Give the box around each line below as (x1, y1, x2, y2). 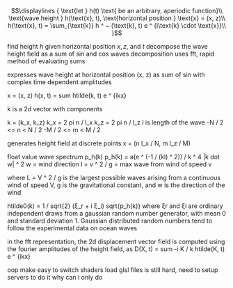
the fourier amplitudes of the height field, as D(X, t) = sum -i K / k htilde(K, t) (7, 245, 225, 253)
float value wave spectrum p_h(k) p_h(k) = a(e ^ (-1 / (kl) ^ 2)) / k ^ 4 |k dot (7, 153, 220, 161)
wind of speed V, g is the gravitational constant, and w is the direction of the (7, 181, 225, 189)
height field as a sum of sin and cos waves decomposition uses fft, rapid (7, 49, 215, 58)
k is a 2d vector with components (7, 105, 103, 113)
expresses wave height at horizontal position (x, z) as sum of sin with (7, 70, 205, 79)
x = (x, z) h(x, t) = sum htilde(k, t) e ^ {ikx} (7, 91, 127, 99)
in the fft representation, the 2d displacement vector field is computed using (7, 237, 225, 246)
